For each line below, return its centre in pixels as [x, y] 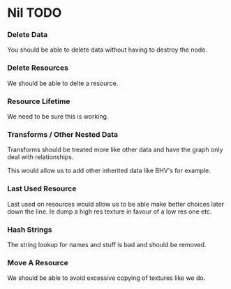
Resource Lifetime [39, 101]
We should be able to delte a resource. [63, 83]
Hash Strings [30, 230]
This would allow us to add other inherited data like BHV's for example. [109, 171]
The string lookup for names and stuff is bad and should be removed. [107, 244]
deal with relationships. [40, 157]
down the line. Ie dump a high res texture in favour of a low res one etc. [110, 212]
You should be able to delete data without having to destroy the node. [107, 50]
